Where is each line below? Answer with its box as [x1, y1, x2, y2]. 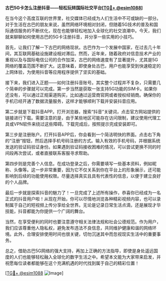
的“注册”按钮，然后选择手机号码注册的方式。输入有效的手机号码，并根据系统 [5, 138, 161, 143]
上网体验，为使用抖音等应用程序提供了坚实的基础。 [5, 69, 109, 75]
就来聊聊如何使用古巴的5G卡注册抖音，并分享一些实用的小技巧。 [5, 34, 137, 40]
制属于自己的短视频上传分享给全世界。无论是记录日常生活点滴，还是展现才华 [5, 202, 161, 208]
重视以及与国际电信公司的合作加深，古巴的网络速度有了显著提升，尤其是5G [5, 57, 158, 62]
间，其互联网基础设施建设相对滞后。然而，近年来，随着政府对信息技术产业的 [5, 50, 161, 56]
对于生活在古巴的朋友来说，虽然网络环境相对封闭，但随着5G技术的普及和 [5, 22, 154, 27]
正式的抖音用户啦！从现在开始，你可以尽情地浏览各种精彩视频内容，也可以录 [5, 196, 161, 202]
